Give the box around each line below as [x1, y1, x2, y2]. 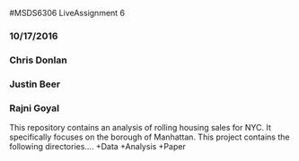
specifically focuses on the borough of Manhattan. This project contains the [9, 131, 290, 142]
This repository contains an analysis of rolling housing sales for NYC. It [9, 123, 272, 133]
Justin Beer [9, 78, 61, 90]
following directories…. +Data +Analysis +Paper [9, 141, 186, 152]
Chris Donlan [9, 54, 67, 66]
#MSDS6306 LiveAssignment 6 [9, 8, 126, 18]
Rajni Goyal [9, 102, 60, 114]
